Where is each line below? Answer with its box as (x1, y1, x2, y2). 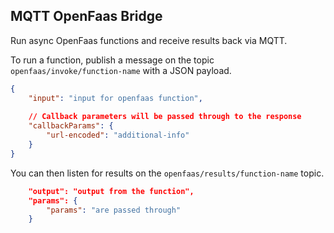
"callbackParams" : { (28, 121, 114, 131)
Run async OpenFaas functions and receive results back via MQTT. (10, 34, 288, 46)
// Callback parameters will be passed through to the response (28, 112, 302, 122)
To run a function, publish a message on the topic (10, 54, 215, 66)
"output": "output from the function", (28, 186, 195, 196)
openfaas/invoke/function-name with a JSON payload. (10, 64, 232, 76)
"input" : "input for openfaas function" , (28, 93, 203, 103)
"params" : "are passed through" (46, 205, 182, 215)
